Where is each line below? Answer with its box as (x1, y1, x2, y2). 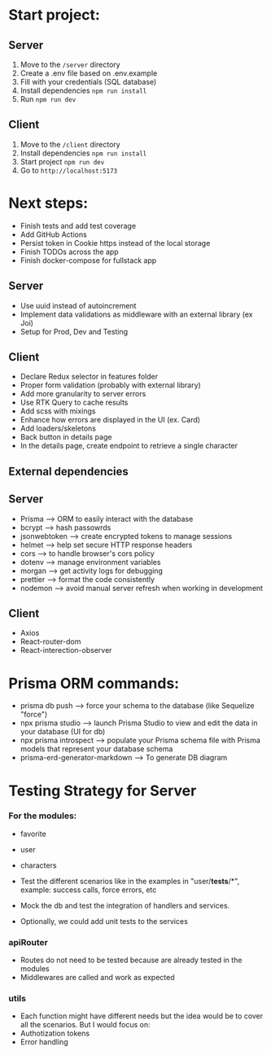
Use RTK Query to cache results (20, 397, 129, 408)
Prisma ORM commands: (8, 674, 180, 693)
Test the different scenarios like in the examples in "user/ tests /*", (20, 876, 240, 886)
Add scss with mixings (20, 406, 96, 416)
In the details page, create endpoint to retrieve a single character (20, 441, 238, 451)
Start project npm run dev (20, 156, 105, 166)
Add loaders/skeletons (20, 423, 96, 433)
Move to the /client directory (20, 139, 120, 149)
